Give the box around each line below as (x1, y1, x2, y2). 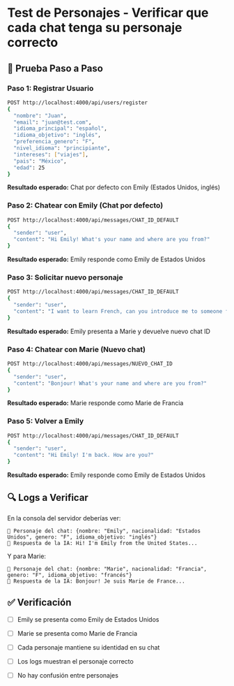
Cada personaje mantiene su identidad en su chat (17, 643, 160, 651)
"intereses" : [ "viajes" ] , (13, 151, 89, 158)
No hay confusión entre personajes (17, 671, 118, 679)
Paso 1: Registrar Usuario (7, 83, 94, 93)
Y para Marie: (7, 552, 47, 560)
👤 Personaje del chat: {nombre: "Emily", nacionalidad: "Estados (7, 527, 201, 534)
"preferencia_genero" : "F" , (13, 138, 95, 145)
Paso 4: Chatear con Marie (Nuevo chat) (7, 344, 146, 354)
